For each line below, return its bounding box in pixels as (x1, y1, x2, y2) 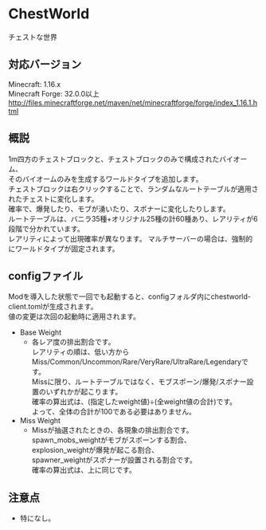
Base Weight (19, 328, 62, 337)
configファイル (8, 269, 84, 283)
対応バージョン (8, 57, 82, 72)
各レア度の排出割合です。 (31, 337, 115, 347)
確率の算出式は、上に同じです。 (31, 465, 137, 475)
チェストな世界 (8, 32, 57, 41)
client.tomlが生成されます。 (8, 302, 98, 312)
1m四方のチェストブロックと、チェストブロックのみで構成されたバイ (8, 154, 233, 163)
